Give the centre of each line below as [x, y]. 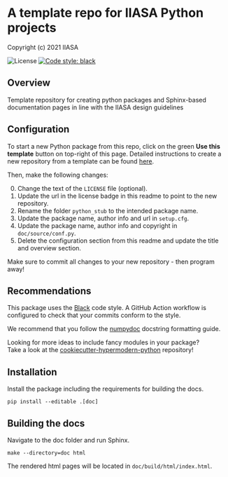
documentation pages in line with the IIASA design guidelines [95, 107]
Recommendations [49, 291]
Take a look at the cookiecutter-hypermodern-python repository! [100, 350]
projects [32, 28]
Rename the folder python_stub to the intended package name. [108, 210]
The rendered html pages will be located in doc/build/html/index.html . [110, 466]
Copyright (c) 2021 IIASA [43, 47]
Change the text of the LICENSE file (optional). [83, 188]
